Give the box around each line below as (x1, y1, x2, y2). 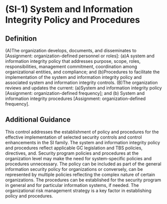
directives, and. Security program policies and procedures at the (5, 150, 139, 156)
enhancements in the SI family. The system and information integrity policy (5, 139, 160, 145)
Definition (5, 34, 37, 43)
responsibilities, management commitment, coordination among (5, 64, 137, 69)
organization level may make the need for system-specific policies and (5, 155, 152, 161)
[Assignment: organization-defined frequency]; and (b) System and (5, 90, 145, 96)
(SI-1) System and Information (5, 4, 133, 15)
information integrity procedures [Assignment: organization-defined (5, 95, 146, 101)
